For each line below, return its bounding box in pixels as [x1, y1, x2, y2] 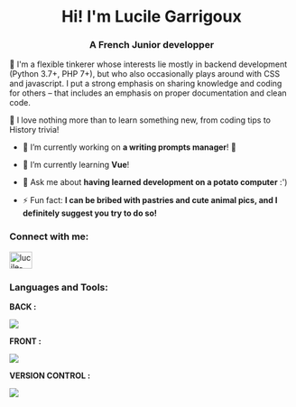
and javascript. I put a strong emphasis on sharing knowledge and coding [9, 79, 282, 89]
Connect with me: [9, 230, 89, 243]
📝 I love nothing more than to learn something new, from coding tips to [9, 115, 271, 125]
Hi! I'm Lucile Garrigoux [61, 6, 242, 27]
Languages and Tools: [9, 281, 108, 293]
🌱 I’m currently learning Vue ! [22, 160, 130, 171]
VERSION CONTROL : [9, 370, 91, 381]
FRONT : [9, 336, 42, 347]
